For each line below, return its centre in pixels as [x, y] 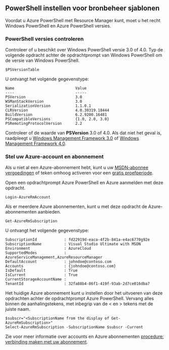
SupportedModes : [36, 253]
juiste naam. [18, 309]
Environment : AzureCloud [48, 249]
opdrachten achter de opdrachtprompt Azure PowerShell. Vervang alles [80, 299]
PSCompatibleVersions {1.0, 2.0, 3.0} [57, 119]
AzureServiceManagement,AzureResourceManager [54, 257]
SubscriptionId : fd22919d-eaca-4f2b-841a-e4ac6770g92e [78, 240]
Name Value [46, 88]
